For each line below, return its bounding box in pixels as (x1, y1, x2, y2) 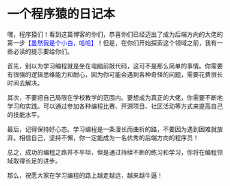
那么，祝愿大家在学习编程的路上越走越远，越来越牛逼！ (7, 171, 163, 179)
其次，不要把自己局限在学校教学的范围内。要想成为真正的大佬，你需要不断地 (7, 93, 223, 101)
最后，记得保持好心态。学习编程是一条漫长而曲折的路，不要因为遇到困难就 (7, 124, 217, 133)
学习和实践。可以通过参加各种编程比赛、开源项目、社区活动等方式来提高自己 (7, 102, 223, 110)
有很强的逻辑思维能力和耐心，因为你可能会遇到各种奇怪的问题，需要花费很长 (7, 70, 223, 79)
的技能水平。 (7, 110, 43, 118)
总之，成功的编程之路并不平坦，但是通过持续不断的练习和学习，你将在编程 (7, 148, 217, 156)
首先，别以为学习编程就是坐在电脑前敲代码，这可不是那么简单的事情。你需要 (7, 62, 223, 70)
